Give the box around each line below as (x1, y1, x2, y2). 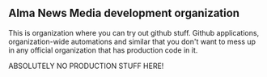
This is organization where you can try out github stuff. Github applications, (8, 28, 260, 37)
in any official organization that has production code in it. (8, 45, 198, 55)
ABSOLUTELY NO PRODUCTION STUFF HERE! (8, 61, 164, 71)
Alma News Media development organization (8, 6, 240, 20)
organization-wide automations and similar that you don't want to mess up (8, 36, 256, 46)
